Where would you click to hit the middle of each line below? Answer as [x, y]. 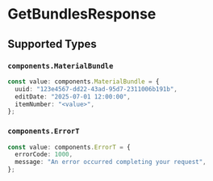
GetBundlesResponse [82, 14]
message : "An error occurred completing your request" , [111, 162]
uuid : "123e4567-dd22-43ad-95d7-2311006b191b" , [96, 89]
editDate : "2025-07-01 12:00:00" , [73, 97]
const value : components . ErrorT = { [69, 147]
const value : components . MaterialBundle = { [84, 82]
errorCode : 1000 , [44, 154]
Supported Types [52, 44]
